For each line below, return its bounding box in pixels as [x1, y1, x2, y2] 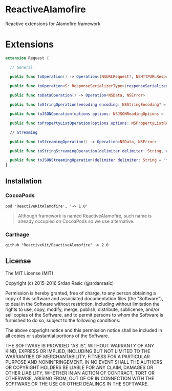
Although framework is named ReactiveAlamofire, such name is [17, 212, 152, 219]
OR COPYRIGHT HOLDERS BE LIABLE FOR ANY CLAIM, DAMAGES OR [5, 364, 154, 370]
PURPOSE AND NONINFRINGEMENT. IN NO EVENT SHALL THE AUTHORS [5, 359, 163, 365]
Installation [5, 177, 42, 185]
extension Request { [5, 55, 50, 61]
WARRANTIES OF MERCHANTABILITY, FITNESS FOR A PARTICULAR [5, 353, 150, 360]
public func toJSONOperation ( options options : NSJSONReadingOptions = [10, 111, 164, 116]
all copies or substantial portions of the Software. [5, 333, 109, 339]
